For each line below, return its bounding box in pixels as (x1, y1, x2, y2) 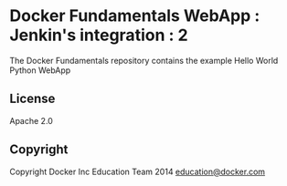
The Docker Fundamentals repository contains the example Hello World (9, 55, 279, 66)
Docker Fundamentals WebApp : (9, 5, 260, 26)
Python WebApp (9, 65, 71, 76)
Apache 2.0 (9, 115, 53, 126)
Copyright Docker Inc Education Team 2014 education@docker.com (9, 166, 266, 177)
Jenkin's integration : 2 (9, 25, 189, 46)
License (9, 91, 56, 107)
